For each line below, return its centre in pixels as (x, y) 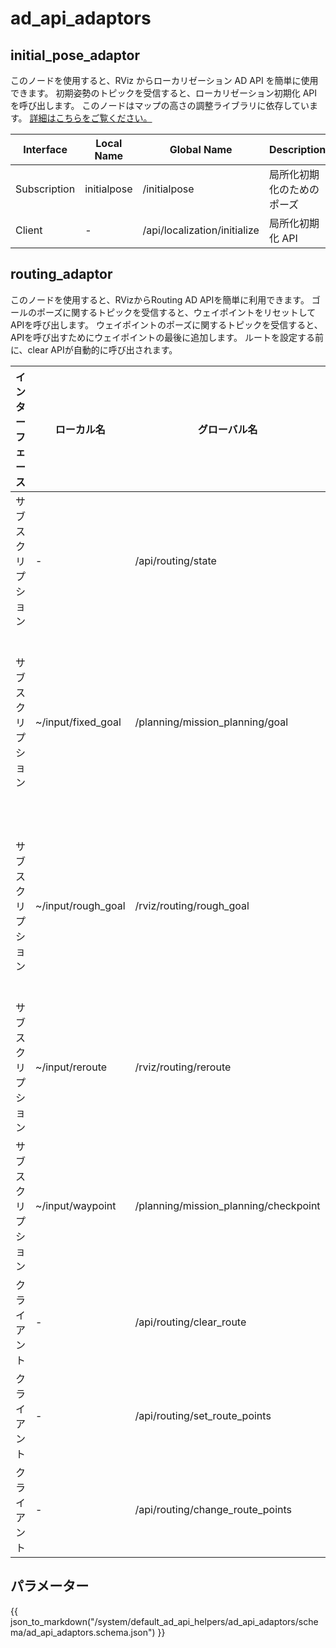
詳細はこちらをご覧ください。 (91, 118)
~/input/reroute (71, 1067)
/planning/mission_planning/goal (211, 722)
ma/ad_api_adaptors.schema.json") (83, 1632)
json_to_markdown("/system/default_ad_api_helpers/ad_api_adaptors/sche (164, 1621)
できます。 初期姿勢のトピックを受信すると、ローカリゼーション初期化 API (163, 93)
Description (297, 149)
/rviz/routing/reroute (183, 1067)
